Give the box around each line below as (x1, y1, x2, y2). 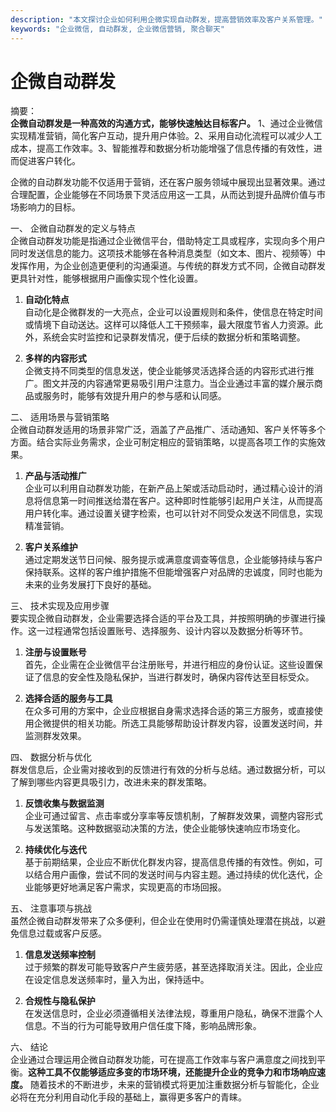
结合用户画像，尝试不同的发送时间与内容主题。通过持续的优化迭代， (33, 869, 315, 881)
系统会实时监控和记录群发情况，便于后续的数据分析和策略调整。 (42, 331, 306, 343)
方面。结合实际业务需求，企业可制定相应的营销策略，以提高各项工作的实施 (10, 436, 317, 448)
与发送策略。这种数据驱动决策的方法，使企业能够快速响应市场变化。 (24, 822, 306, 835)
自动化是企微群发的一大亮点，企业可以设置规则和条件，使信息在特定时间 (24, 306, 323, 318)
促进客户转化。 (18, 155, 81, 167)
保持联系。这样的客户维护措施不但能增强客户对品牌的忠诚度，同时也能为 (24, 566, 323, 578)
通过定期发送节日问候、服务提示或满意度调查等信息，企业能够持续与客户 (24, 554, 323, 566)
